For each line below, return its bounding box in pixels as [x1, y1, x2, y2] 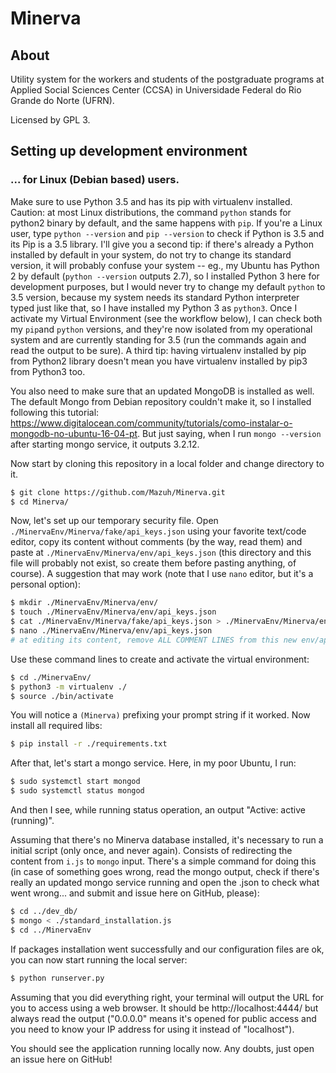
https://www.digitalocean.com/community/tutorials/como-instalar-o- [10, 417, 293, 429]
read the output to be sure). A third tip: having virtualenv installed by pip [10, 344, 307, 356]
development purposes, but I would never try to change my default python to [10, 280, 326, 292]
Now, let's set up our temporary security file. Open [10, 515, 219, 527]
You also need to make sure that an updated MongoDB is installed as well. [10, 385, 315, 397]
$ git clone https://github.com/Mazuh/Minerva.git [10, 487, 226, 497]
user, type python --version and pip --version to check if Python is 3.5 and [10, 227, 325, 239]
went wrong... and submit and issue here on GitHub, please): [10, 887, 260, 899]
